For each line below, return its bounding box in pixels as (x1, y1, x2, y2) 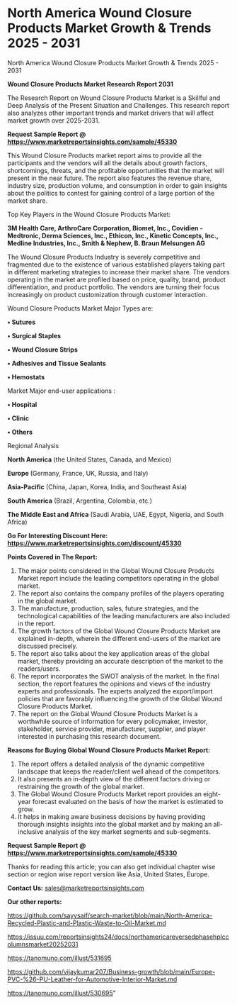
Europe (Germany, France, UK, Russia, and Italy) (7, 469, 149, 477)
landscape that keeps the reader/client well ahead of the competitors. (17, 767, 221, 776)
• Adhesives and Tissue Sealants (7, 359, 106, 367)
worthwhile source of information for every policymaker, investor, (17, 717, 208, 725)
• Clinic (7, 413, 30, 423)
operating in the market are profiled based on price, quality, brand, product (7, 275, 226, 284)
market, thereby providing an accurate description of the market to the (17, 657, 224, 665)
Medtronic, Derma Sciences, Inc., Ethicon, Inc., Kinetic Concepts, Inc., (7, 231, 219, 240)
